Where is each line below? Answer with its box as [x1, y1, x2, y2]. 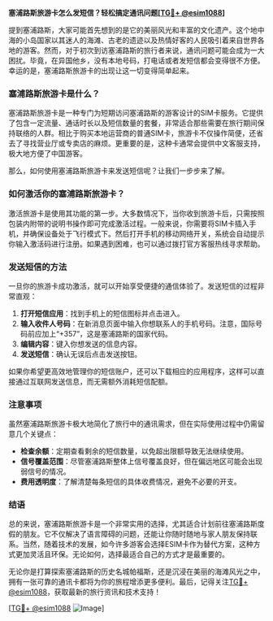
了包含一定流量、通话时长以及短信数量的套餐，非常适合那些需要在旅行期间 [8, 118, 258, 128]
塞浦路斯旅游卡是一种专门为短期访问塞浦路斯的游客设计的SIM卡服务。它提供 [8, 108, 264, 118]
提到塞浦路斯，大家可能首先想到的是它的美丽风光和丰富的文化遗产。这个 [8, 25, 250, 35]
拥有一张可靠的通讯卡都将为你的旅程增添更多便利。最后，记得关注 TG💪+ [8, 577, 249, 587]
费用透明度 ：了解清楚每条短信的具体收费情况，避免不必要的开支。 [19, 477, 241, 487]
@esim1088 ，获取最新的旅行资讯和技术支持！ [8, 587, 162, 597]
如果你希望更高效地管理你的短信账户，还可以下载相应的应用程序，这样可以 [8, 366, 258, 376]
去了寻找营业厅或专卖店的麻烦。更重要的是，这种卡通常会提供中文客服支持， [8, 138, 265, 149]
